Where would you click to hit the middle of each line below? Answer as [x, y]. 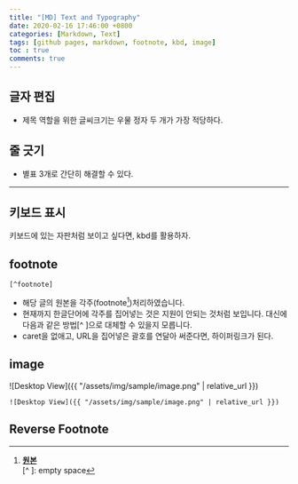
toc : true [29, 51]
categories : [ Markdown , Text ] [65, 34]
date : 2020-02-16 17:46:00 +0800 [71, 26]
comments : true [37, 59]
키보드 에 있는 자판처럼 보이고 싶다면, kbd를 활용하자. [100, 235]
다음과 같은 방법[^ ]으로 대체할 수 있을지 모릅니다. [107, 324]
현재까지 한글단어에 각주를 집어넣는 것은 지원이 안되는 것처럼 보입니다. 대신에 [155, 313]
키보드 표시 [38, 213]
